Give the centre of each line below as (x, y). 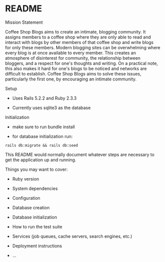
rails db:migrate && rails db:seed (42, 145)
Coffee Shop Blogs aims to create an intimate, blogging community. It (76, 32)
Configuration (26, 198)
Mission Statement (24, 22)
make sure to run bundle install (44, 127)
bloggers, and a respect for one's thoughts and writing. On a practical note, (82, 63)
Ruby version (26, 179)
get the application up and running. (41, 160)
